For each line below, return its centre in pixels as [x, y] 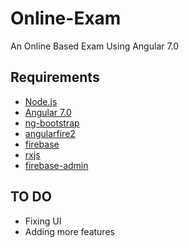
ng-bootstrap [52, 123]
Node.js [41, 101]
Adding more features [69, 231]
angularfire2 [50, 133]
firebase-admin [56, 165]
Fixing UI [43, 221]
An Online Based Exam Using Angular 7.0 [95, 46]
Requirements [55, 77]
